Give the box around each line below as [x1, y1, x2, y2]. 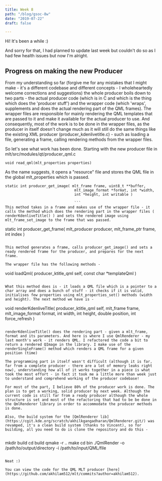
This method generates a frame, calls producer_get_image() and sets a [5, 245, 152, 250]
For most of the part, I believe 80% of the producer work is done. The [5, 385, 155, 390]
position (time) [5, 351, 38, 356]
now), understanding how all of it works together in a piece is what [5, 368, 150, 373]
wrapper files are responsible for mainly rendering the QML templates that [5, 111, 153, 117]
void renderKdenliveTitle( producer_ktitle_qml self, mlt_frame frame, [5, 306, 140, 311]
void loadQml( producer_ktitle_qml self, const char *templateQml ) [5, 271, 137, 276]
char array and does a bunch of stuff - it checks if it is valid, [5, 289, 144, 293]
